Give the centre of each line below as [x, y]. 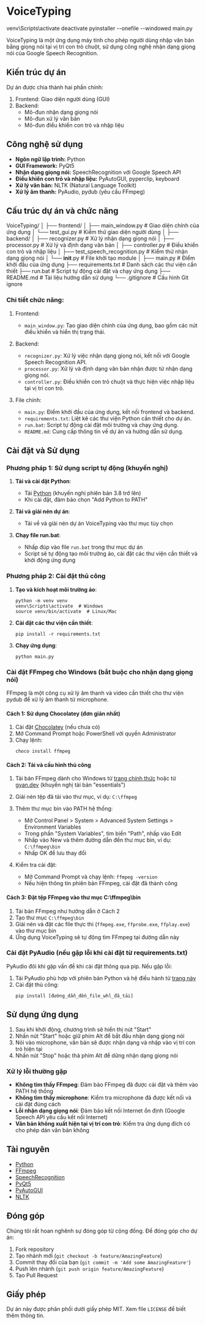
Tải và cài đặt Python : [43, 481]
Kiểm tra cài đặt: [36, 865]
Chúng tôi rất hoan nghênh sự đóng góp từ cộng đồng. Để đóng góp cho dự [102, 1231]
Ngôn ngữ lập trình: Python [50, 159]
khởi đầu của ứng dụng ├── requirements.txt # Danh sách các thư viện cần [102, 265]
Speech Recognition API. [56, 362]
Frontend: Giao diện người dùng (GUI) [62, 99]
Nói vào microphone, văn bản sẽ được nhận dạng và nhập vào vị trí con [105, 1042]
